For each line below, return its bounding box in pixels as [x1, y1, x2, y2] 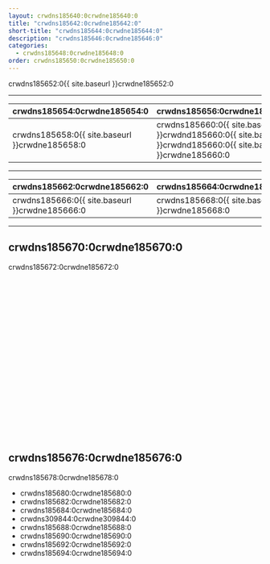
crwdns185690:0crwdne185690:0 [19, 531, 133, 541]
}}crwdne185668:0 [156, 205, 231, 216]
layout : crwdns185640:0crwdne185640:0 [8, 11, 138, 20]
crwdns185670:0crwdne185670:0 [8, 241, 183, 255]
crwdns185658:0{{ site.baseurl [12, 129, 132, 140]
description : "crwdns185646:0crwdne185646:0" [8, 34, 163, 43]
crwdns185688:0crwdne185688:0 [19, 522, 132, 532]
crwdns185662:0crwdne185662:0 [12, 180, 149, 192]
